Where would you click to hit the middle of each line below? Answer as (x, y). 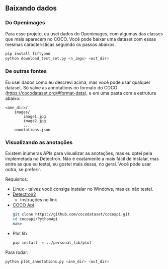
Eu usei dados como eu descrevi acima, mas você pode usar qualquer (78, 82)
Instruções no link (38, 200)
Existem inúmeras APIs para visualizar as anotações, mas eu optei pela (79, 153)
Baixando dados (31, 8)
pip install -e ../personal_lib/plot (52, 243)
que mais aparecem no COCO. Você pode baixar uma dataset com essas (81, 39)
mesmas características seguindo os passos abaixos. (61, 44)
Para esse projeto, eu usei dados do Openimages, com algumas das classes (84, 34)
